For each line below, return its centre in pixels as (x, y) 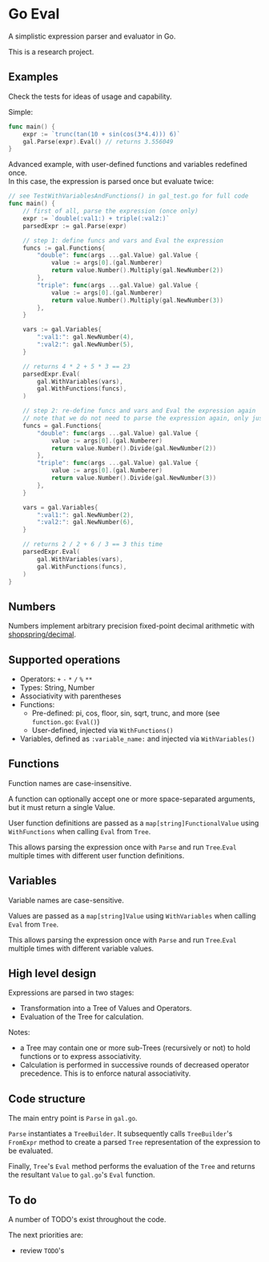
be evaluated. (31, 1151)
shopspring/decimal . (42, 634)
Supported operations (64, 659)
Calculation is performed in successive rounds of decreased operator (134, 1065)
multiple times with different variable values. (81, 948)
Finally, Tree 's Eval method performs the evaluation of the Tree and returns (132, 1166)
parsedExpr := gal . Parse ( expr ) (75, 226)
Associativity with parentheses (70, 696)
